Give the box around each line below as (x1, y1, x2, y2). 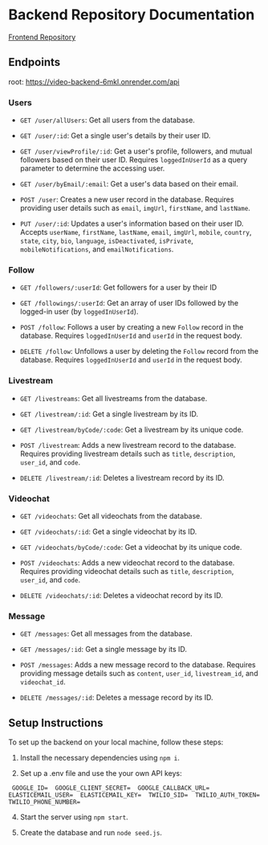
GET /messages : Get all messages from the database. (19, 629, 193, 638)
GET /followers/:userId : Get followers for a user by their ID (19, 283, 217, 293)
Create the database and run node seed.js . (19, 828, 163, 838)
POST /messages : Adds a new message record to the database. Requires (19, 660, 256, 670)
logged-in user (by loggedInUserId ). (19, 307, 139, 317)
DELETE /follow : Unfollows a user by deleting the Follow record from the (19, 347, 259, 356)
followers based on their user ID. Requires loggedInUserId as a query (19, 155, 248, 165)
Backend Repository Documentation (8, 6, 255, 24)
